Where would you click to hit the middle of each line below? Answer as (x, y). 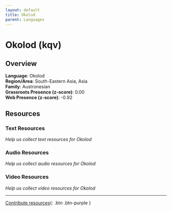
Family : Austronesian (28, 87)
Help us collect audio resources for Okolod (50, 163)
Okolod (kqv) (34, 45)
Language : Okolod (25, 76)
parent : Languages (25, 19)
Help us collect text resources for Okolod (49, 139)
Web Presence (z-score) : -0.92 (39, 98)
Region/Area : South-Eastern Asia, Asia (47, 81)
